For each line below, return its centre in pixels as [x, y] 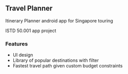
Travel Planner [29, 8]
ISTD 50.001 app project [31, 31]
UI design [23, 55]
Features [17, 44]
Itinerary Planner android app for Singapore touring [59, 20]
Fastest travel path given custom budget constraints [68, 66]
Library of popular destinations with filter [56, 60]
